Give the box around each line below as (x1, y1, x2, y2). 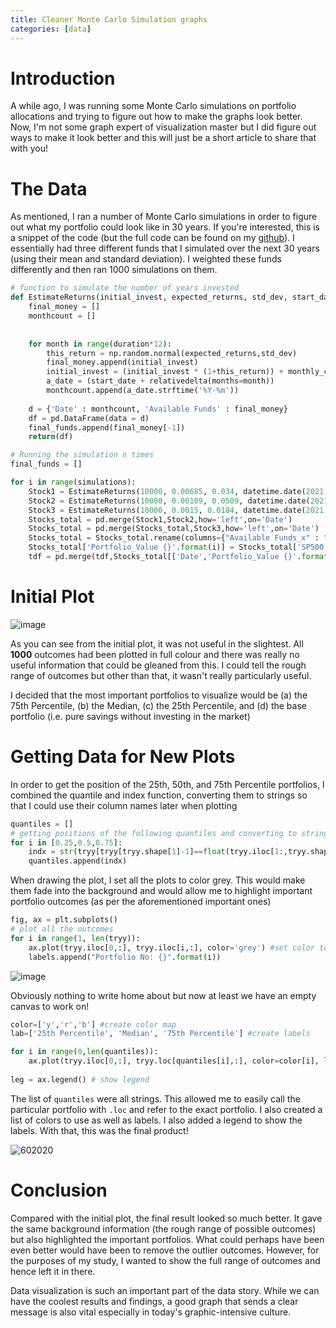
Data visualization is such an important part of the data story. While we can (10, 1284, 320, 1296)
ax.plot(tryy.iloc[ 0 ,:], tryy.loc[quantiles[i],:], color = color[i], (28, 1056, 320, 1066)
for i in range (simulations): (10, 477, 137, 487)
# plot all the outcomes (10, 924, 114, 934)
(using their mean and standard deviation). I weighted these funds (10, 253, 282, 265)
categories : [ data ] (10, 24, 92, 34)
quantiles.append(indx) (28, 856, 128, 866)
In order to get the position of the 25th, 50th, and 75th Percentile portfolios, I (10, 778, 325, 790)
